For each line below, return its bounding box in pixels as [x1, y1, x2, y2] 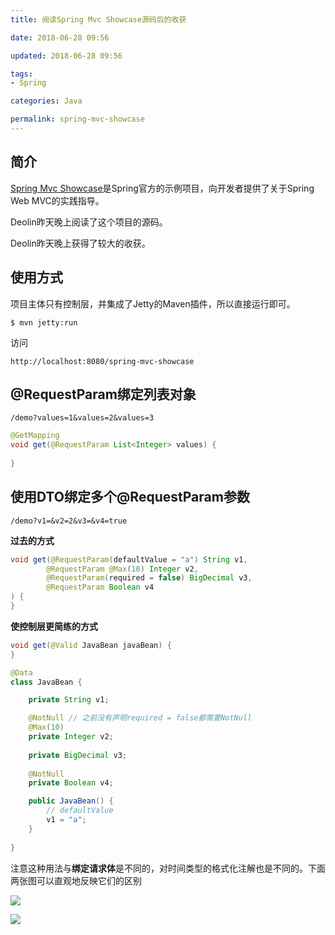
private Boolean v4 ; [28, 778, 114, 788]
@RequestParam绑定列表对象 [10, 386, 197, 403]
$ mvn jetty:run [10, 317, 78, 328]
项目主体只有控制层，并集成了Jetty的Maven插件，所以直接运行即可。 [10, 297, 296, 310]
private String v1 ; [28, 695, 110, 705]
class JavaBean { [10, 677, 83, 687]
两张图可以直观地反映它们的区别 [10, 874, 142, 886]
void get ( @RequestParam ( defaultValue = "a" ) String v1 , [10, 554, 248, 565]
